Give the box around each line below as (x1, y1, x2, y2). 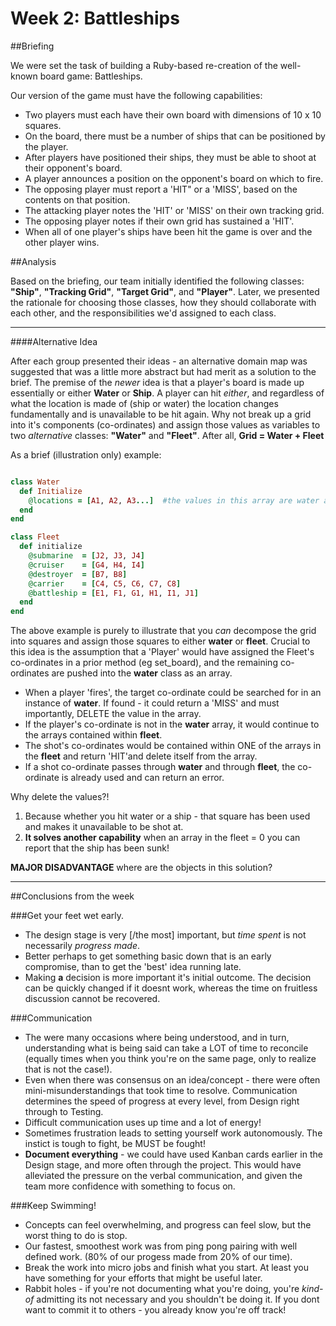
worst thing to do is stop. (24, 1230, 128, 1242)
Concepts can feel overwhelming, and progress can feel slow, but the (24, 1219, 312, 1231)
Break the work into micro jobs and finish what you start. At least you (24, 1262, 309, 1274)
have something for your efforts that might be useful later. (24, 1272, 263, 1284)
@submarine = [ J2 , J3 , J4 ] (28, 551, 145, 561)
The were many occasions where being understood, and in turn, (24, 1032, 290, 1044)
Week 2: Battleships (10, 7, 180, 30)
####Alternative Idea (10, 335, 98, 347)
